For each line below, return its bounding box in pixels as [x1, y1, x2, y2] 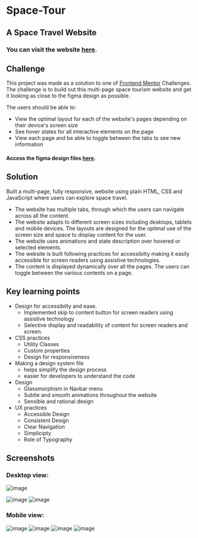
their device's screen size [14, 122, 79, 129]
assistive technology [23, 315, 75, 322]
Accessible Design [23, 410, 70, 417]
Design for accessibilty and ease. [14, 302, 97, 310]
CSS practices [14, 334, 51, 341]
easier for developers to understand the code [23, 372, 135, 380]
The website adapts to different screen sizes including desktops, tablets [14, 218, 192, 225]
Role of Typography [23, 436, 73, 443]
